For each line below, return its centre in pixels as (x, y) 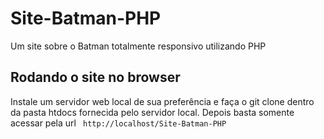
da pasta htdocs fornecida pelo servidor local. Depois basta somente (152, 112)
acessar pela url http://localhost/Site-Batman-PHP (118, 123)
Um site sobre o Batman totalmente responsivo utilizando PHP (138, 46)
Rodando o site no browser (95, 77)
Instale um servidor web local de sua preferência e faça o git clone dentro (162, 101)
